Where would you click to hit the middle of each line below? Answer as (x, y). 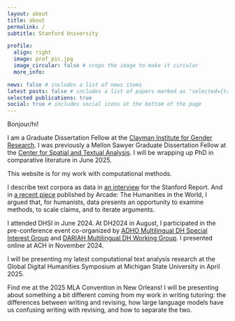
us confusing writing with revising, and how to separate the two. (100, 310)
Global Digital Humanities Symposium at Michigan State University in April (114, 266)
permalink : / (26, 27)
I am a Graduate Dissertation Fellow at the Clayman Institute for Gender (110, 138)
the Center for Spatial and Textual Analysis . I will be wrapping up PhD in (111, 153)
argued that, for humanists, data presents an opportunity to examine (106, 202)
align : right (33, 53)
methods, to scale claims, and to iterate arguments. (81, 210)
